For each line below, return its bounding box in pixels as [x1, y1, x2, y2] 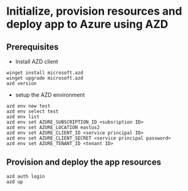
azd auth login [6, 173, 45, 179]
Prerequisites [6, 42, 59, 52]
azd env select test [6, 108, 59, 114]
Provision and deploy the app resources [6, 157, 161, 168]
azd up [6, 179, 23, 185]
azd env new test [6, 103, 51, 109]
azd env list [6, 114, 40, 120]
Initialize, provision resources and [6, 4, 182, 18]
